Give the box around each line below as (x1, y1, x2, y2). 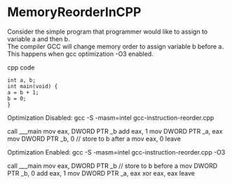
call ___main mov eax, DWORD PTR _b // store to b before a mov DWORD (7, 162, 218, 170)
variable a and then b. (7, 34, 70, 43)
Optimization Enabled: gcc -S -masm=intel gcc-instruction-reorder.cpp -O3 (7, 148, 226, 156)
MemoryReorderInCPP (7, 4, 142, 20)
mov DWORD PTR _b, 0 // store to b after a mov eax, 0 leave (7, 134, 181, 143)
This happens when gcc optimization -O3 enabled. (7, 50, 154, 58)
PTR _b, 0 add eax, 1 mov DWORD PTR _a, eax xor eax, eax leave (7, 169, 195, 177)
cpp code (7, 63, 35, 71)
